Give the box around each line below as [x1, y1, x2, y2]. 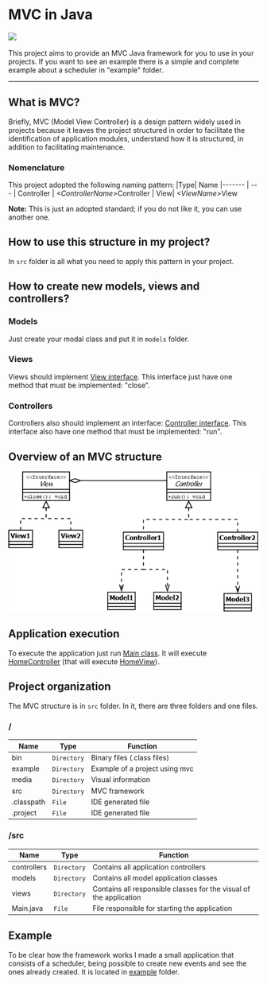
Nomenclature [8, 161, 65, 173]
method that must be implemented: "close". [8, 380, 151, 390]
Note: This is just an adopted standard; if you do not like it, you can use [8, 204, 242, 214]
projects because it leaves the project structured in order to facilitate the [8, 125, 246, 134]
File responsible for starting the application [92, 904, 233, 913]
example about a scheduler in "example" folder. [8, 65, 164, 75]
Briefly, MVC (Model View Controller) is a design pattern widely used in [8, 117, 241, 126]
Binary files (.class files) [91, 753, 169, 762]
